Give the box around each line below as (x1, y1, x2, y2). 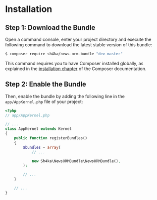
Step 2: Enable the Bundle (5, 80, 87, 89)
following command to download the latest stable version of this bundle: (5, 42, 153, 48)
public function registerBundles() (14, 136, 88, 141)
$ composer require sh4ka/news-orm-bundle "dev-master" (5, 51, 123, 56)
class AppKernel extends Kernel (5, 126, 72, 131)
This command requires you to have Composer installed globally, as (5, 60, 144, 66)
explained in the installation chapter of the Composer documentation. (5, 66, 147, 72)
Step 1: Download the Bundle (5, 23, 96, 32)
